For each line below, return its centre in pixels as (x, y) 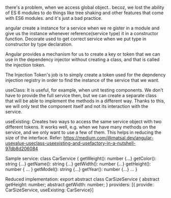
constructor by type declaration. (39, 44)
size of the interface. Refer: (34, 138)
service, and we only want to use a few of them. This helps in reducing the (83, 132)
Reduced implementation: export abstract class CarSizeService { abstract (82, 179)
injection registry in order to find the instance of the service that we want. (82, 80)
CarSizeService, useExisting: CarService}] (50, 190)
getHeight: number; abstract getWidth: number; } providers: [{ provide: (79, 185)
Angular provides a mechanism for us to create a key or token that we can (83, 54)
